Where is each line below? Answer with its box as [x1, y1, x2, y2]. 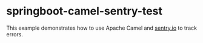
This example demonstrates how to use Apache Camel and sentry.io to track [6, 24, 197, 31]
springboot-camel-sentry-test [6, 4, 162, 18]
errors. [6, 30, 23, 38]
